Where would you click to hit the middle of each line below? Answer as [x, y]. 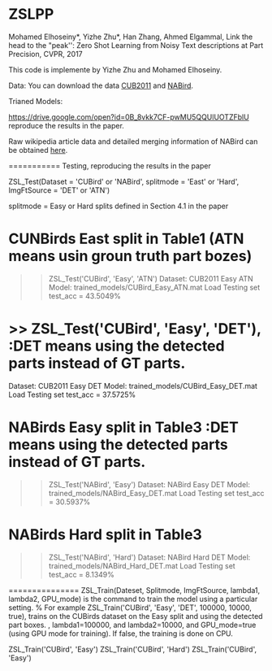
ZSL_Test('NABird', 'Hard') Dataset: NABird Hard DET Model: [149, 557]
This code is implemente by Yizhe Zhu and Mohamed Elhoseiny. [115, 69]
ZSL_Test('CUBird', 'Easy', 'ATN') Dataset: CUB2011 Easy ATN [151, 278]
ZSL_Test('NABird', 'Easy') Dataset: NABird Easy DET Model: [149, 484]
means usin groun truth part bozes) [130, 256]
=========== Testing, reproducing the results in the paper [110, 166]
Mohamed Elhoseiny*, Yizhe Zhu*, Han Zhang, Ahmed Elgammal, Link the [131, 37]
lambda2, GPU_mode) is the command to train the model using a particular [133, 599]
